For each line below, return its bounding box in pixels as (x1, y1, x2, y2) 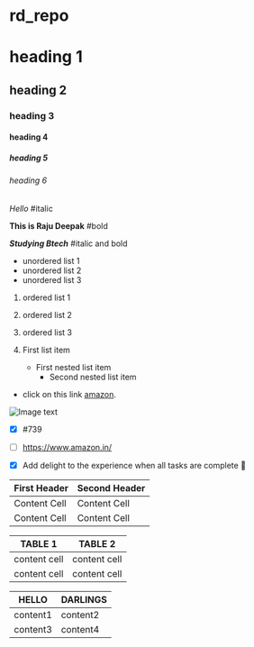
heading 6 (9, 175, 48, 186)
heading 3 (9, 109, 55, 122)
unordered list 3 (22, 274, 82, 285)
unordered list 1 (22, 255, 80, 266)
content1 (14, 609, 52, 622)
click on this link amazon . (22, 388, 117, 399)
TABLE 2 (78, 538, 116, 551)
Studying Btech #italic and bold (9, 238, 128, 249)
